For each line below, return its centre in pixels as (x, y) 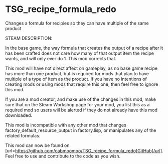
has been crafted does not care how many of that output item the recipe (79, 53)
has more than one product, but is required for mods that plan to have (77, 73)
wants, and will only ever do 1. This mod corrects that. (61, 58)
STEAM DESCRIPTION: (29, 38)
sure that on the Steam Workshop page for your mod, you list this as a (77, 104)
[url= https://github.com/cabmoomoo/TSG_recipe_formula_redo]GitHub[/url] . (84, 150)
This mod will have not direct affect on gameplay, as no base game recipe (81, 68)
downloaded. (19, 115)
